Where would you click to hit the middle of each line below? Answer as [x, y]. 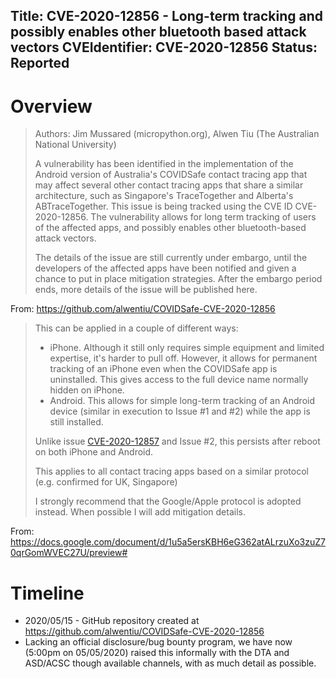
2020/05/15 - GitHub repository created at [112, 621]
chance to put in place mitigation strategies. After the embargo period [178, 279]
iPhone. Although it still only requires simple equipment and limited [187, 348]
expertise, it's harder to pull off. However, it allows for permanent [183, 358]
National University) [75, 145]
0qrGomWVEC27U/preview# [69, 553]
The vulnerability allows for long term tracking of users [203, 217]
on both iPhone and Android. [94, 452]
